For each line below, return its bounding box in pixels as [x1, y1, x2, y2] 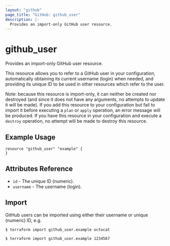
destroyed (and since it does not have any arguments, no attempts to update [5, 96, 165, 102]
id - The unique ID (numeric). [12, 178, 75, 184]
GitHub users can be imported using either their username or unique [5, 212, 148, 218]
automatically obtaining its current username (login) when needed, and [5, 76, 154, 82]
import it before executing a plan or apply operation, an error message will [5, 107, 161, 114]
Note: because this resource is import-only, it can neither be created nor [5, 91, 156, 97]
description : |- [5, 17, 40, 22]
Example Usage [5, 133, 56, 142]
